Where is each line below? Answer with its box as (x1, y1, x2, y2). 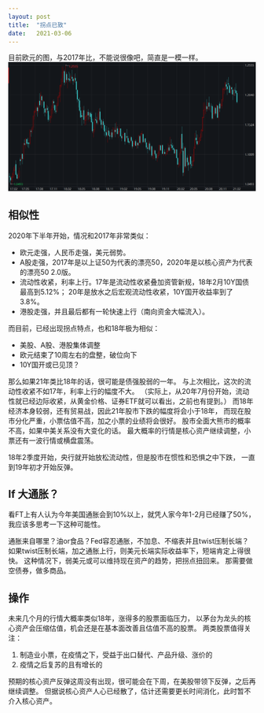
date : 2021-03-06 (8, 29, 72, 37)
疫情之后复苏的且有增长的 (19, 660, 103, 670)
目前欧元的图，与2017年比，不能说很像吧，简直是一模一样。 (8, 53, 203, 62)
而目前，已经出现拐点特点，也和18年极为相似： (8, 323, 160, 332)
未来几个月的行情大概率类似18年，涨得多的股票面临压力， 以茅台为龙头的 (8, 614, 245, 623)
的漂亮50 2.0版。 (19, 267, 75, 277)
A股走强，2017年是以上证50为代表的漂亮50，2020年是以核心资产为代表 (19, 257, 253, 267)
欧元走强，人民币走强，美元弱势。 (19, 247, 130, 257)
